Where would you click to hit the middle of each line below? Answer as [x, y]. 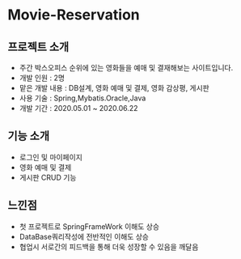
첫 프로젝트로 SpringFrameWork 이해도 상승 [89, 226]
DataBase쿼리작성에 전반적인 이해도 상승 [84, 236]
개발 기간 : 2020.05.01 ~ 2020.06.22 [78, 108]
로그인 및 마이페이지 [51, 157]
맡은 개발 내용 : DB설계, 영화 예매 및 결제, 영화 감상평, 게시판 [114, 88]
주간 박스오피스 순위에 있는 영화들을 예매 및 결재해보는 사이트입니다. [126, 68]
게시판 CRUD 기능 [48, 177]
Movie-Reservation [74, 15]
